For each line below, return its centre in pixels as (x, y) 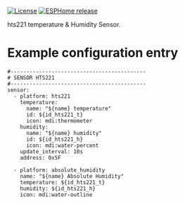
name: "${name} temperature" (69, 108)
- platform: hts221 (42, 96)
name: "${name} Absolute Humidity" (72, 176)
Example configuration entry (93, 53)
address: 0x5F (40, 158)
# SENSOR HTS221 (31, 77)
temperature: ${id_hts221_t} (63, 182)
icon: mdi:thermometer (59, 121)
